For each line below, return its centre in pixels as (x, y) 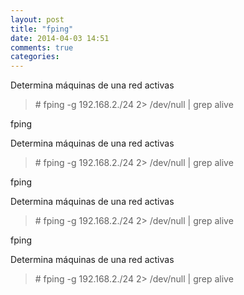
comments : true (42, 47)
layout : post (37, 19)
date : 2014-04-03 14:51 (60, 38)
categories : (35, 57)
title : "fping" (42, 29)
